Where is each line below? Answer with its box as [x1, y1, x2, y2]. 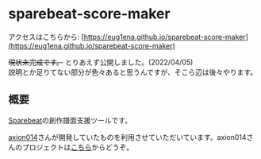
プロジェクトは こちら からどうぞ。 [21, 142, 133, 152]
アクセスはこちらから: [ [8, 32, 85, 41]
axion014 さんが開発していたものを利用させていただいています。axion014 [8, 132, 248, 142]
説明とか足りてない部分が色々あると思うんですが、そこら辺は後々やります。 [8, 67, 258, 76]
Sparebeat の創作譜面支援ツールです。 [8, 115, 132, 125]
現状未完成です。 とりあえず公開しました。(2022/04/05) [8, 57, 194, 67]
